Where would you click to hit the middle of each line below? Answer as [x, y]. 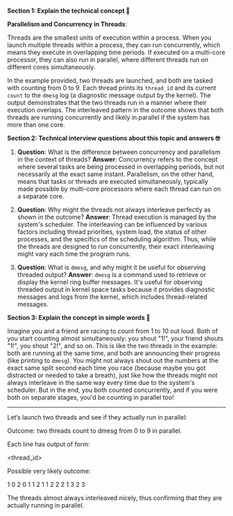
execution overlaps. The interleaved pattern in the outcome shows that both [115, 110]
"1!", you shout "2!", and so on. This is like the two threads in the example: [112, 346]
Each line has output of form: [49, 444]
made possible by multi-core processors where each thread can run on [119, 189]
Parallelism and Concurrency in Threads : [67, 24]
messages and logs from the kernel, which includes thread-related [112, 297]
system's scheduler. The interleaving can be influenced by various [112, 224]
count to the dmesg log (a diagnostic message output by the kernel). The [109, 95]
